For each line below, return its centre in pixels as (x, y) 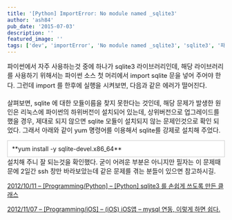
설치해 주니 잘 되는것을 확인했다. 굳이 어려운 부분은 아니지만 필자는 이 (104, 162)
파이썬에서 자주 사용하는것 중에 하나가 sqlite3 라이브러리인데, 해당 (100, 67)
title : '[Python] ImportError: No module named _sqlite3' (92, 13)
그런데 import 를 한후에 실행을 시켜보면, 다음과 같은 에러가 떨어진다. (112, 86)
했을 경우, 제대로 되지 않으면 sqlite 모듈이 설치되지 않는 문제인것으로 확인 (109, 122)
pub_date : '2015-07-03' (41, 26)
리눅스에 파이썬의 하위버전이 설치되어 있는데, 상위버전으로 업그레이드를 (120, 113)
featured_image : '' (35, 39)
